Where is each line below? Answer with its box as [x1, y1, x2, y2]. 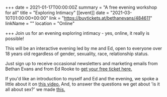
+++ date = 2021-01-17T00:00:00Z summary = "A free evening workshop [5, 5, 157, 10]
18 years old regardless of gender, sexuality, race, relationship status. [5, 51, 149, 57]
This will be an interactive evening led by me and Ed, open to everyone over [5, 45, 162, 51]
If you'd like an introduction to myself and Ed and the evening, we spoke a [5, 76, 158, 81]
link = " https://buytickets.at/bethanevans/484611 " [49, 15, 152, 21]
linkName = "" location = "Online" [5, 20, 75, 26]
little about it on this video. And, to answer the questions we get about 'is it [5, 81, 160, 87]
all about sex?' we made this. [5, 86, 65, 92]
